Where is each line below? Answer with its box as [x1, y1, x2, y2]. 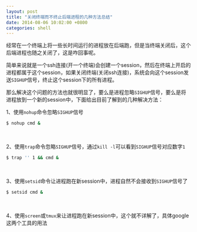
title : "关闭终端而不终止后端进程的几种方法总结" [6, 14, 113, 20]
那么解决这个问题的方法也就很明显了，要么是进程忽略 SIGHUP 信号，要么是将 [6, 89, 186, 96]
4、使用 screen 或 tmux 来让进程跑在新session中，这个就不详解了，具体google [6, 212, 189, 219]
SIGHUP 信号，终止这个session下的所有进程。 [11, 76, 118, 83]
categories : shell [6, 25, 51, 31]
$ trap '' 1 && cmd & [6, 155, 59, 161]
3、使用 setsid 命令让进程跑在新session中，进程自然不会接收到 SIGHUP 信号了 [6, 177, 188, 184]
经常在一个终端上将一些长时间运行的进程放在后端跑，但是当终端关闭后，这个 [6, 42, 191, 49]
